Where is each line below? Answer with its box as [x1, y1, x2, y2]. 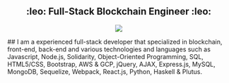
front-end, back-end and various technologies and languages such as [7, 45, 211, 53]
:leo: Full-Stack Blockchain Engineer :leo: [25, 6, 212, 18]
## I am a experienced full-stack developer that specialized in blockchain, [7, 37, 223, 46]
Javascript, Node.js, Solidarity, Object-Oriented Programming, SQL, [7, 52, 204, 60]
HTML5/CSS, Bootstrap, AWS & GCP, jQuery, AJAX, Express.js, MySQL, [7, 60, 216, 68]
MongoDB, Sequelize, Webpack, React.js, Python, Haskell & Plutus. [7, 67, 203, 76]
